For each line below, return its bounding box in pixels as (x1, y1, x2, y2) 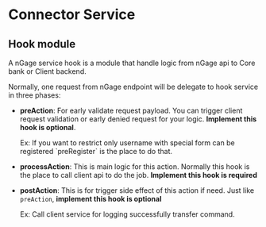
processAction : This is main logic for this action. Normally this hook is (19, 162, 250, 171)
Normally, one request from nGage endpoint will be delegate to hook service (8, 82, 259, 91)
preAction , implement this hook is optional (19, 194, 162, 203)
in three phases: (8, 90, 61, 100)
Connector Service (8, 6, 136, 24)
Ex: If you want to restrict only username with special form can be (19, 138, 236, 148)
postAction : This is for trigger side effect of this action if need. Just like (19, 186, 255, 195)
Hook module (8, 37, 76, 51)
